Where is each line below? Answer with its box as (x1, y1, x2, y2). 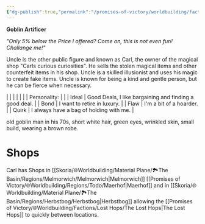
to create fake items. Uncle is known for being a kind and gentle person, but (6, 75, 197, 82)
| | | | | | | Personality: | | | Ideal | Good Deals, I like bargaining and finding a (6, 93, 194, 100)
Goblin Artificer (6, 26, 47, 33)
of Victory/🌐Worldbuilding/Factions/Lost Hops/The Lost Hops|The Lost (6, 204, 185, 211)
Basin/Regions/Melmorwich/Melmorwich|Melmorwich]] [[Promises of (6, 175, 181, 183)
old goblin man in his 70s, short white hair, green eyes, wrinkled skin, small (6, 118, 194, 125)
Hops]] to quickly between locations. (6, 211, 99, 218)
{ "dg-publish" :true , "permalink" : (6, 9, 92, 15)
